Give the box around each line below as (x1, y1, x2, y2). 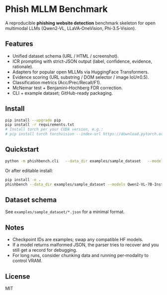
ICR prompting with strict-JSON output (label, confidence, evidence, (12, 58, 153, 64)
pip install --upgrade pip (5, 118, 61, 123)
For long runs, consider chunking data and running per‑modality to (12, 253, 149, 259)
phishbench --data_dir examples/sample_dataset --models (5, 182, 126, 187)
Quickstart (5, 146, 39, 154)
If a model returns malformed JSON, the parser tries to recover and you (12, 242, 159, 248)
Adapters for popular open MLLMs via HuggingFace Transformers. (12, 69, 149, 75)
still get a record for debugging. (12, 247, 78, 253)
